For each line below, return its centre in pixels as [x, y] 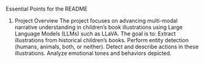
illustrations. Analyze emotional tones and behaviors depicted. [93, 53]
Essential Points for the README [47, 9]
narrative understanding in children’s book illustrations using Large [99, 27]
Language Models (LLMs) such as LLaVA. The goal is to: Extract [95, 34]
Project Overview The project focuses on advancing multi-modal [96, 20]
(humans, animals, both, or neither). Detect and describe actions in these [106, 46]
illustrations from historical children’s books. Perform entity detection [102, 40]
